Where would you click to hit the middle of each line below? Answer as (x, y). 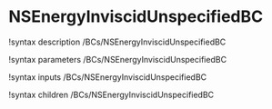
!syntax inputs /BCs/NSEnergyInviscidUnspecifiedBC (108, 77)
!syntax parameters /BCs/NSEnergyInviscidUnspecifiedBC (118, 59)
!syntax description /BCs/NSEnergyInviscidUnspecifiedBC (117, 42)
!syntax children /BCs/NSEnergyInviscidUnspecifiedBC (111, 94)
